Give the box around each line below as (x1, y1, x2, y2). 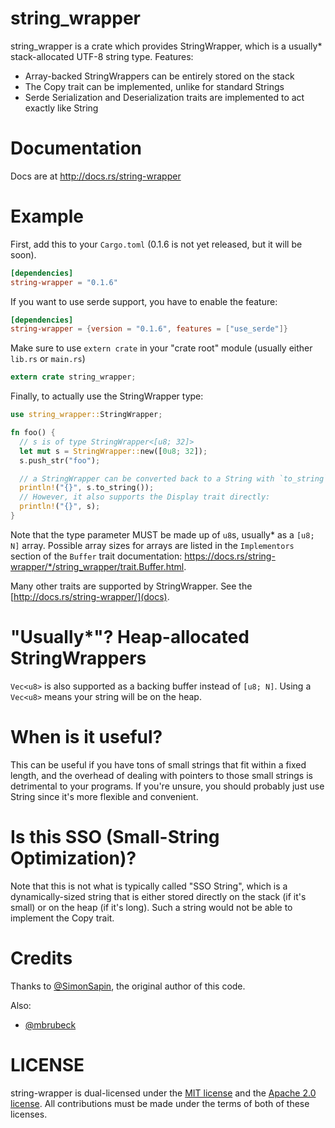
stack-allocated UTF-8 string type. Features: (10, 50, 194, 62)
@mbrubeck (24, 1018, 77, 1031)
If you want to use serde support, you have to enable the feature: (10, 295, 278, 307)
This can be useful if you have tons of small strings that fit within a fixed (10, 758, 307, 771)
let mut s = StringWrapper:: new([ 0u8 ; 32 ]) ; (19, 446, 208, 456)
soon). (10, 248, 37, 261)
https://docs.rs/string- (184, 550, 276, 562)
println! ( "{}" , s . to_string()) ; (19, 483, 155, 493)
